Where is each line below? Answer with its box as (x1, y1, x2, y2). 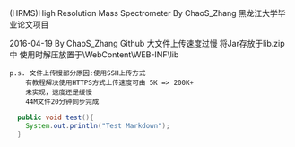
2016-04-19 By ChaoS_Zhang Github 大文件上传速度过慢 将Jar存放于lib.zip (9, 39, 285, 48)
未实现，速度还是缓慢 (25, 88, 92, 97)
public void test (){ (17, 113, 94, 122)
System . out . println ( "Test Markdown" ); (25, 121, 170, 130)
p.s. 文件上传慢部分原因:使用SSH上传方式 (9, 69, 146, 78)
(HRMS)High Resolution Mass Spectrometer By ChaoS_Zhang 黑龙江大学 (9, 8, 278, 18)
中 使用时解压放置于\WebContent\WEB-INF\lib (9, 49, 179, 60)
